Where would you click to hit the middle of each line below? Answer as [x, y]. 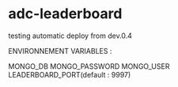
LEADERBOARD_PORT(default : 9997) [70, 74]
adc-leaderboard [65, 14]
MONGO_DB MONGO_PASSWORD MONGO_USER [89, 66]
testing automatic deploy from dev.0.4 [70, 36]
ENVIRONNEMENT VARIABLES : [60, 51]
